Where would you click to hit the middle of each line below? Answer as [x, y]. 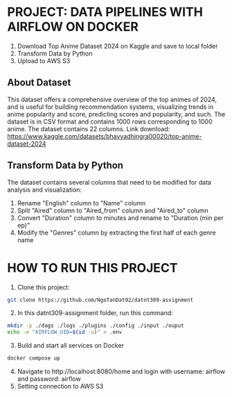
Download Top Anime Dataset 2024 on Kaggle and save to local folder [117, 46]
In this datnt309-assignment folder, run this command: [95, 313]
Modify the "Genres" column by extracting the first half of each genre [116, 233]
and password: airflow [49, 379]
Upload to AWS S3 [44, 60]
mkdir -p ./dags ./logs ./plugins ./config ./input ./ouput [96, 326]
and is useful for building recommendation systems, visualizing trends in [110, 107]
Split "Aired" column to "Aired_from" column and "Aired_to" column [113, 210]
